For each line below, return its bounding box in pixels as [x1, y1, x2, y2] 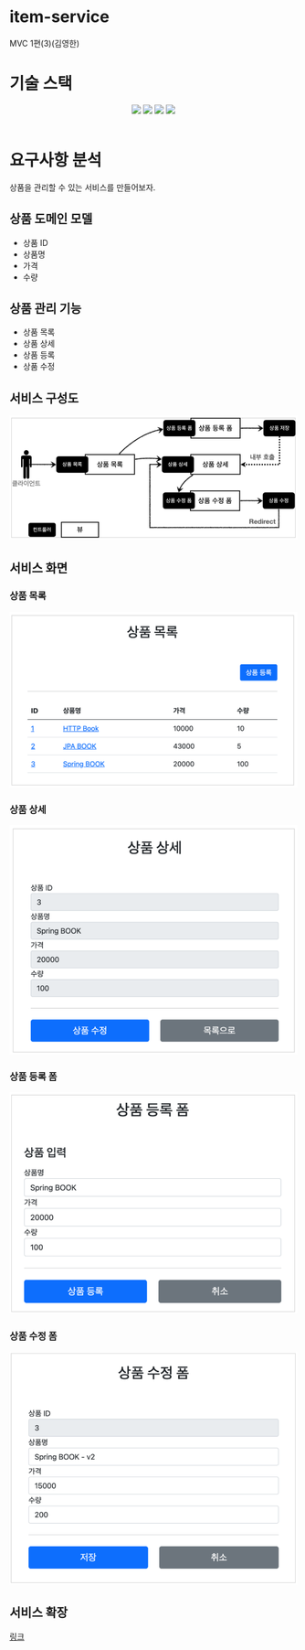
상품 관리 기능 [9, 301, 82, 316]
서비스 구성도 [9, 391, 79, 406]
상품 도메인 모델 [9, 211, 93, 227]
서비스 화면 [9, 560, 68, 575]
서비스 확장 [9, 1605, 68, 1621]
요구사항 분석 [9, 150, 102, 171]
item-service [9, 6, 110, 27]
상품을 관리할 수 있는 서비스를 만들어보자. [9, 181, 156, 193]
